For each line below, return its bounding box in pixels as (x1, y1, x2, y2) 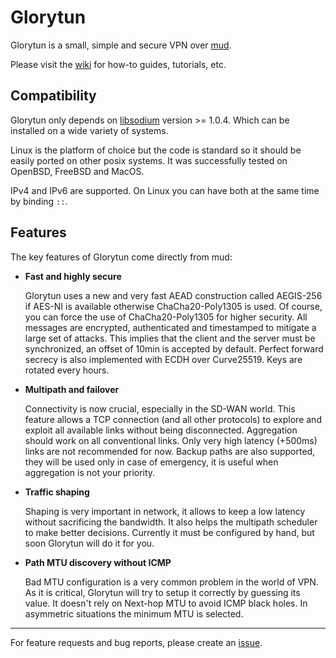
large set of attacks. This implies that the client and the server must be (24, 332, 316, 344)
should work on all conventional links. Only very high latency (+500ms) (24, 434, 318, 446)
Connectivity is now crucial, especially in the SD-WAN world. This (24, 402, 296, 415)
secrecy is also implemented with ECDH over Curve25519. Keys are (24, 353, 303, 365)
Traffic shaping (24, 486, 90, 498)
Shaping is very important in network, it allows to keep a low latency (24, 505, 306, 517)
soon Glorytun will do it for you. (24, 537, 155, 549)
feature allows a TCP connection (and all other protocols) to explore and (24, 413, 322, 425)
